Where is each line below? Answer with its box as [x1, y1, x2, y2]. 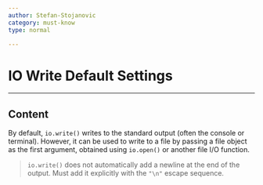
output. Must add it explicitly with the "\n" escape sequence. [27, 169, 225, 178]
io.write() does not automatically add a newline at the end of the [27, 160, 240, 169]
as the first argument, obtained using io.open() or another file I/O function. [8, 145, 250, 154]
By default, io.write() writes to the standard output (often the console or [8, 129, 245, 138]
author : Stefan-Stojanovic [8, 11, 96, 20]
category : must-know [8, 19, 76, 27]
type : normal [8, 26, 51, 34]
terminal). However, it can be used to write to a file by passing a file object [8, 136, 248, 146]
